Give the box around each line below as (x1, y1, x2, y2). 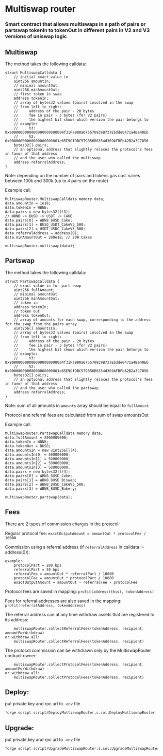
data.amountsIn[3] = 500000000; (5, 465, 70, 470)
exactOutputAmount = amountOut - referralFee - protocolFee (14, 580, 138, 585)
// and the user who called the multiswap (14, 155, 101, 160)
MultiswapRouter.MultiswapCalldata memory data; (5, 196, 105, 202)
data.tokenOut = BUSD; (5, 443, 51, 448)
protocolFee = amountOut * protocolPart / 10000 (14, 575, 114, 580)
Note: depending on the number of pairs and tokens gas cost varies (5, 172, 141, 178)
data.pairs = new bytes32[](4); (5, 469, 70, 474)
